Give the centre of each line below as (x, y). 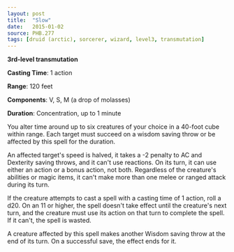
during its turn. (29, 184)
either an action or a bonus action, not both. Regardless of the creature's (112, 170)
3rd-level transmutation (43, 59)
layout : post (26, 14)
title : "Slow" (29, 20)
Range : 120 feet (30, 86)
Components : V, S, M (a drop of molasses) (69, 100)
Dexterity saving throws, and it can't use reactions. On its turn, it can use (112, 163)
